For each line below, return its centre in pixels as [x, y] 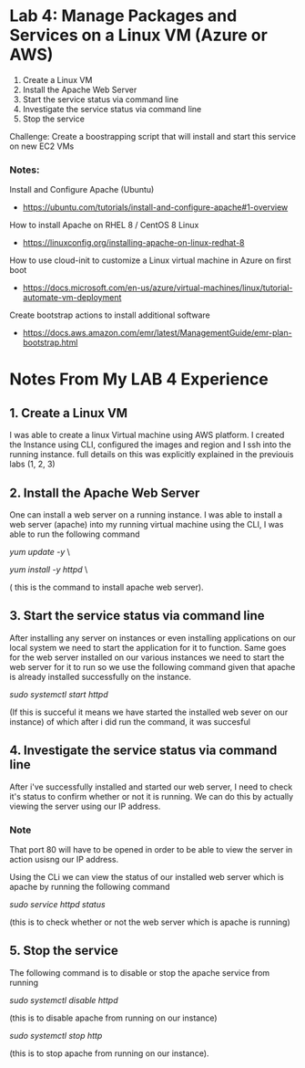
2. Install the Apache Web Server [105, 492]
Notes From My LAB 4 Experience [139, 379]
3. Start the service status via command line [137, 616]
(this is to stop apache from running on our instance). [109, 1053]
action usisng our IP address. [64, 859]
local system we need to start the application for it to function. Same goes [148, 647]
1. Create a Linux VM [69, 413]
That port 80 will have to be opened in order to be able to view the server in [151, 849]
